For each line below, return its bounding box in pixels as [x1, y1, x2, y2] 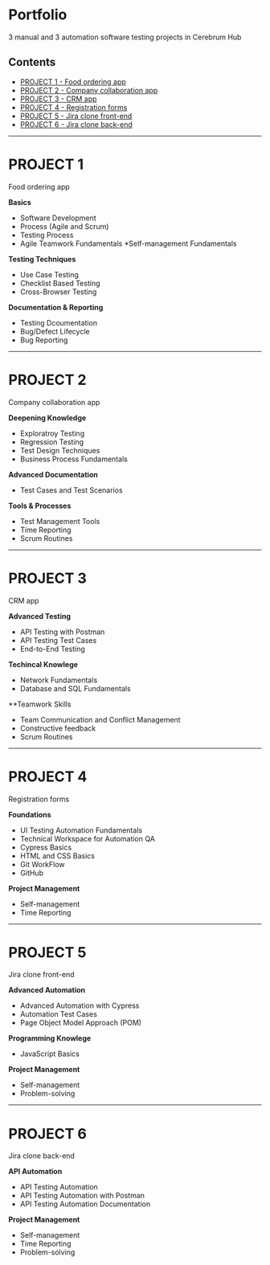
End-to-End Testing [19, 644, 86, 653]
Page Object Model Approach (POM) [19, 1018, 142, 1028]
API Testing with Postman [19, 627, 105, 637]
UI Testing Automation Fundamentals [19, 825, 143, 835]
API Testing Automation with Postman [19, 1191, 145, 1201]
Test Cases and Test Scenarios [19, 485, 123, 495]
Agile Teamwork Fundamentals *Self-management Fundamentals [19, 239, 237, 248]
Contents [8, 55, 56, 69]
